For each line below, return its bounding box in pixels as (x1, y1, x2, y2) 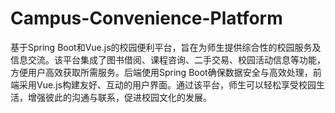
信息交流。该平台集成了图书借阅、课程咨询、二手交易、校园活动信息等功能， (10, 53, 326, 66)
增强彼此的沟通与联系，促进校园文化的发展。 (27, 91, 212, 103)
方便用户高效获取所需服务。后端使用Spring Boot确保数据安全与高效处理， (10, 66, 313, 78)
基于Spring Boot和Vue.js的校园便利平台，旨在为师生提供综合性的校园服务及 (10, 41, 322, 53)
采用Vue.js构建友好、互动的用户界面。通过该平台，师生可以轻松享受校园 (18, 78, 317, 91)
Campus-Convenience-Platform (10, 7, 283, 30)
